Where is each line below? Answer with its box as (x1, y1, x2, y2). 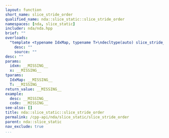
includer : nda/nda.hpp (5, 26, 53, 31)
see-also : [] (5, 105, 33, 110)
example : (5, 91, 24, 96)
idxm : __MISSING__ (10, 63, 49, 68)
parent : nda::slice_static (5, 119, 62, 124)
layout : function (5, 7, 42, 13)
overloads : (5, 36, 28, 41)
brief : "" (5, 31, 26, 36)
